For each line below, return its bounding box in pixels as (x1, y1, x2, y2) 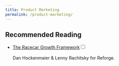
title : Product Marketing (5, 7, 59, 12)
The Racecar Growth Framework (12, 44, 80, 50)
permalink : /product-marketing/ (5, 12, 73, 17)
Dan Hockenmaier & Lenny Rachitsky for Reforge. (12, 55, 115, 61)
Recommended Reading (5, 30, 82, 39)
